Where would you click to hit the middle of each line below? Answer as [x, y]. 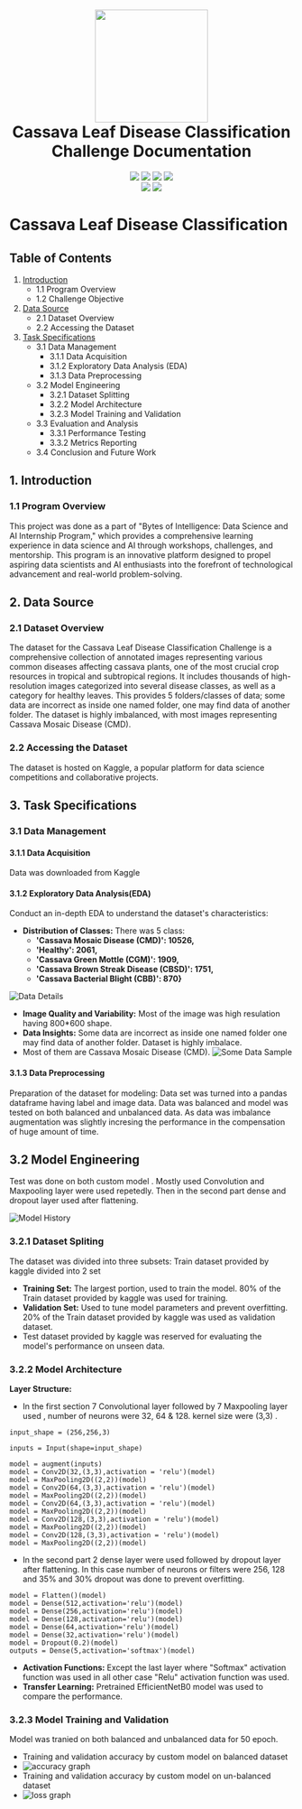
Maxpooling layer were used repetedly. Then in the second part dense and [148, 1191]
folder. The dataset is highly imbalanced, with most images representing [143, 715]
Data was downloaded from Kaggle [75, 873]
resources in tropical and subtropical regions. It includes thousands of [139, 676]
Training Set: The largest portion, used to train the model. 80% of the [151, 1288]
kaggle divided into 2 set [55, 1271]
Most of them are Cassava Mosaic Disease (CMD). [116, 1053]
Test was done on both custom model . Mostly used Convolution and [137, 1182]
